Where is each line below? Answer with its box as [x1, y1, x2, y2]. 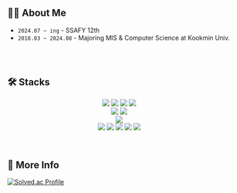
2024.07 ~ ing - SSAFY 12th [17, 26, 100, 34]
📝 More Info [7, 159, 60, 171]
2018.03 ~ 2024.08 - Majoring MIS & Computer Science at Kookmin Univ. [17, 33, 231, 42]
